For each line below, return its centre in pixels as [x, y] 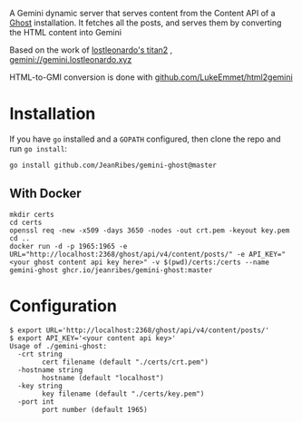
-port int [36, 402]
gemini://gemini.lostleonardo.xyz [71, 59]
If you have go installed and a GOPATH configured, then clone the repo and [145, 139]
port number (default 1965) [95, 409]
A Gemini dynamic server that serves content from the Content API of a [142, 13]
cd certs [26, 222]
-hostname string [50, 370]
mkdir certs [32, 214]
